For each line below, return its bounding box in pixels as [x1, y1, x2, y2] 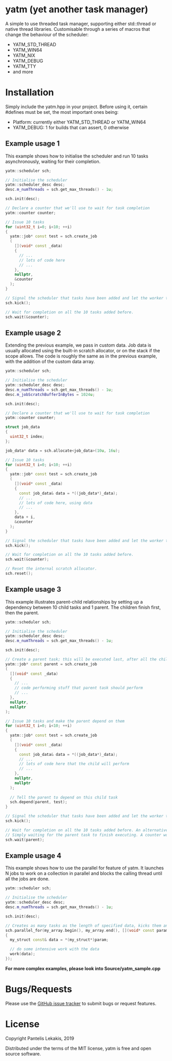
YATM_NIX [12, 52, 36, 58]
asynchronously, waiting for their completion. [5, 158, 101, 165]
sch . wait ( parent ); [5, 837, 45, 842]
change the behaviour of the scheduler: [5, 31, 89, 37]
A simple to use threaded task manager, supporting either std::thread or [5, 21, 157, 27]
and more [12, 68, 33, 75]
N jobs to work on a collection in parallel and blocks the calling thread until [5, 870, 162, 876]
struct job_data [5, 425, 40, 430]
